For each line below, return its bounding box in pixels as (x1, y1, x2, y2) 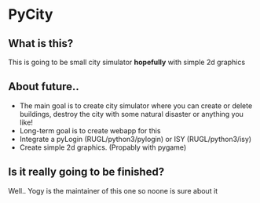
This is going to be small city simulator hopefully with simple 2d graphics (8, 57, 246, 67)
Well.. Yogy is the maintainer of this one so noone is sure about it (8, 186, 218, 195)
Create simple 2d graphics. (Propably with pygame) (19, 143, 187, 152)
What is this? (8, 37, 74, 50)
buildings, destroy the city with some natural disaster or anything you (19, 109, 244, 118)
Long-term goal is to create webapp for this (19, 125, 161, 135)
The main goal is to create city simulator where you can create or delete (19, 100, 253, 111)
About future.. (8, 80, 80, 93)
